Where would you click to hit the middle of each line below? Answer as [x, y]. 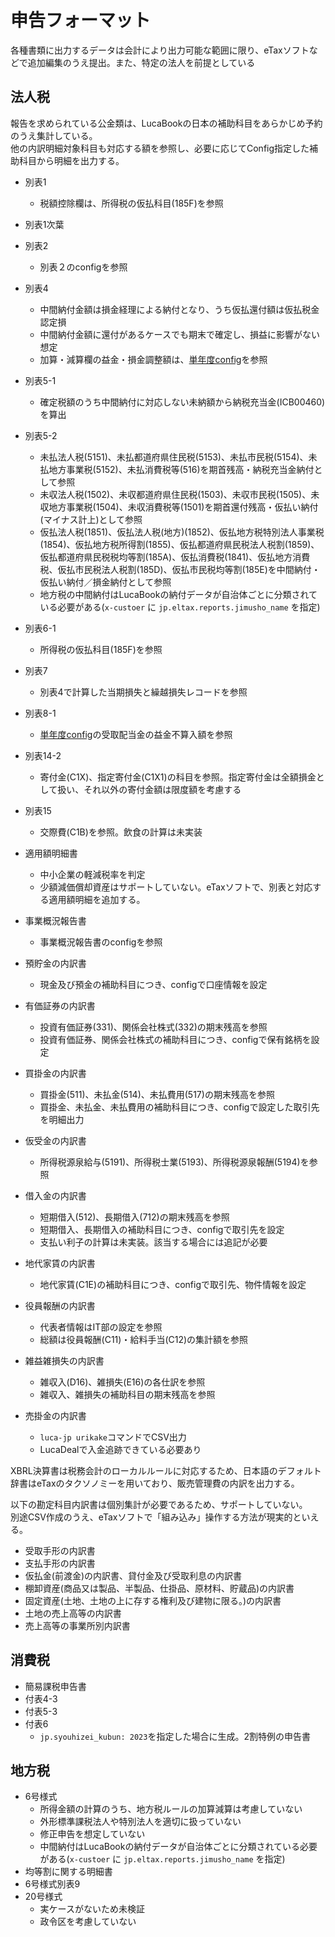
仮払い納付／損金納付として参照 [105, 582]
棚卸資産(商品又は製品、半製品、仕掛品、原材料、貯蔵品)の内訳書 [159, 1588]
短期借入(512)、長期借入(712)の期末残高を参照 [134, 1217]
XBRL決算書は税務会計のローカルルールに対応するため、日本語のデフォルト [166, 1470]
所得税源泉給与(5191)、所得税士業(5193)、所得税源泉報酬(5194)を [174, 1162]
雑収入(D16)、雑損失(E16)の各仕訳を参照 [122, 1382]
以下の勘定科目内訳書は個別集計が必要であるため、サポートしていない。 [159, 1504]
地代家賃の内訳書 [60, 1263]
